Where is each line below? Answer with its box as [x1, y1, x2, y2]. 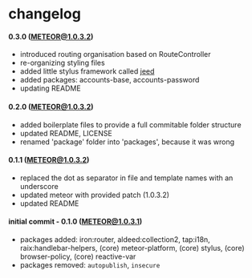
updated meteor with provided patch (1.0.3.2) [19, 190, 170, 199]
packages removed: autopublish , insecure [19, 260, 161, 269]
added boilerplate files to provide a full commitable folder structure [19, 119, 242, 129]
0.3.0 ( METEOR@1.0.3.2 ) [8, 31, 94, 41]
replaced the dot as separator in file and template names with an [19, 173, 234, 183]
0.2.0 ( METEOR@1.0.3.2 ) [8, 102, 94, 111]
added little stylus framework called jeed [19, 66, 155, 76]
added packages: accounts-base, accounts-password [19, 75, 200, 85]
